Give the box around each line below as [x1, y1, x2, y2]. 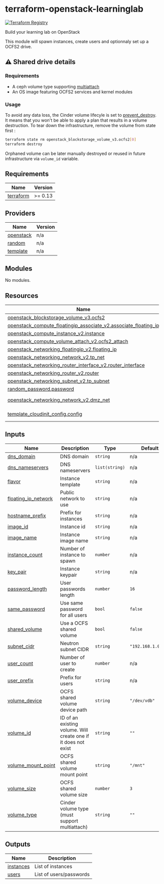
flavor [7, 478, 21, 484]
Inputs [5, 430, 25, 439]
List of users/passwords [34, 871, 90, 878]
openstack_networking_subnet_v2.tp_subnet [7, 378, 110, 384]
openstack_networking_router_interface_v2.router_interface [7, 361, 145, 368]
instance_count [7, 551, 43, 558]
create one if [60, 733, 89, 739]
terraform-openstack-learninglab [5, 3, 144, 15]
